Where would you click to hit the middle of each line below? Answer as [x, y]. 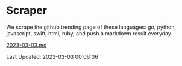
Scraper [27, 10]
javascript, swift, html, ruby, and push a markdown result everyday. [89, 33]
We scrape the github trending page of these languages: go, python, [91, 27]
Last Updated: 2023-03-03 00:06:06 [52, 56]
